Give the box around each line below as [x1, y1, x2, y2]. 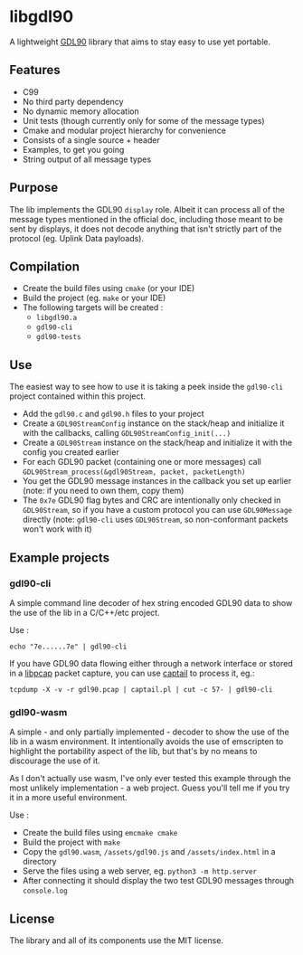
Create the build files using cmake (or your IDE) [22, 283, 195, 294]
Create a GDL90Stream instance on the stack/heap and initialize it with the [22, 437, 292, 449]
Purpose [9, 180, 59, 195]
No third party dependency [22, 96, 124, 107]
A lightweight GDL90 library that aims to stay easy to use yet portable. [9, 36, 271, 47]
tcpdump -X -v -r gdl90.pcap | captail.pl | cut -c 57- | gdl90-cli [9, 685, 273, 694]
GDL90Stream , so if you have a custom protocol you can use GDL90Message [22, 505, 292, 515]
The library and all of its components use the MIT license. [9, 934, 224, 946]
